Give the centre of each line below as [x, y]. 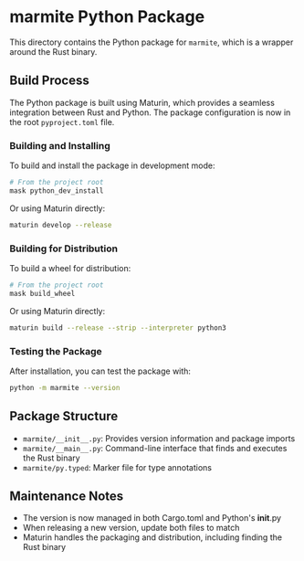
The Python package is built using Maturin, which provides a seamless [142, 102]
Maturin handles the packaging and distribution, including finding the [152, 537]
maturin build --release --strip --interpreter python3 [118, 328]
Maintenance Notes [67, 496]
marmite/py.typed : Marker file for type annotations [117, 467]
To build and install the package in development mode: [112, 165]
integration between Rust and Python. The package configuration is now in [150, 112]
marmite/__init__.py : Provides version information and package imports [159, 438]
